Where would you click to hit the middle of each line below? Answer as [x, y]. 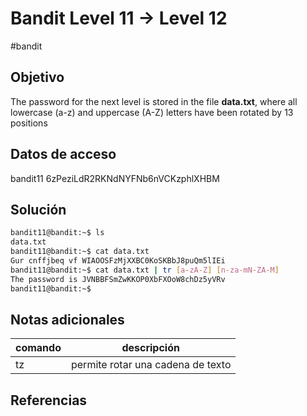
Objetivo [37, 77]
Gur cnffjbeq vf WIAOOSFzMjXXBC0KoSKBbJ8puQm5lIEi [118, 261]
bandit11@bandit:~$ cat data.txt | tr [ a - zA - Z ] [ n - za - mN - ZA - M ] [145, 270]
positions [29, 123]
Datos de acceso [63, 154]
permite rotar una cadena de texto [151, 365]
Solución [38, 209]
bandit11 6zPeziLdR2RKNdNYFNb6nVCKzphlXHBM [115, 178]
